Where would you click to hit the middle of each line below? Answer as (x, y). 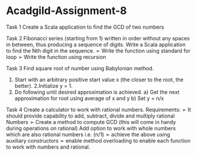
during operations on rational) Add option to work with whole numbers (91, 128)
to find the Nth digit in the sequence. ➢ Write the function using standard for (98, 50)
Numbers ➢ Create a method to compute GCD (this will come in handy (91, 122)
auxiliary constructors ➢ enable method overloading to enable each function (98, 140)
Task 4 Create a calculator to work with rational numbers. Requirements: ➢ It (98, 109)
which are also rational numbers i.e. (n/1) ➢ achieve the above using (88, 134)
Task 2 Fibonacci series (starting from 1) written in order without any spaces (98, 38)
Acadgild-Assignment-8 (67, 11)
